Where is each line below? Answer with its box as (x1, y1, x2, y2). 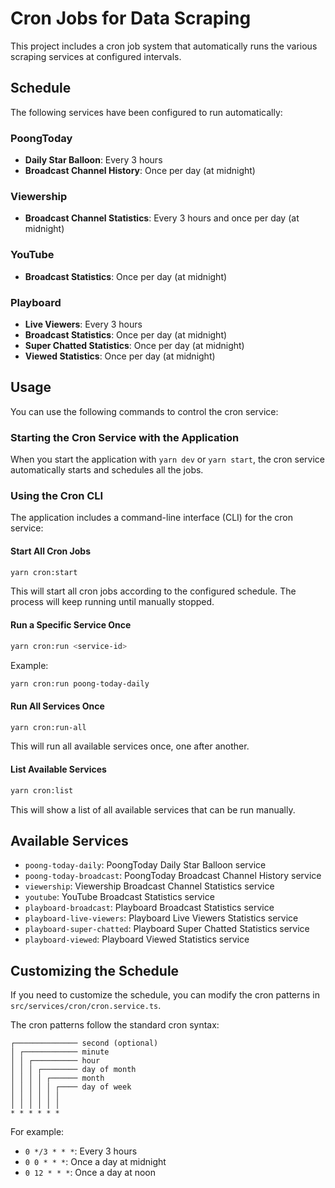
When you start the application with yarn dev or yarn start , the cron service (10, 453, 325, 466)
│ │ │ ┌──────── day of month (10, 1065, 137, 1075)
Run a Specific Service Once (10, 619, 132, 631)
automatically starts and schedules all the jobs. (10, 464, 204, 476)
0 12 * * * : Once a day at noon (24, 1167, 156, 1179)
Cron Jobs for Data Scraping (10, 7, 252, 30)
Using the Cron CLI (10, 488, 104, 502)
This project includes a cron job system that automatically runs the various (10, 40, 318, 52)
